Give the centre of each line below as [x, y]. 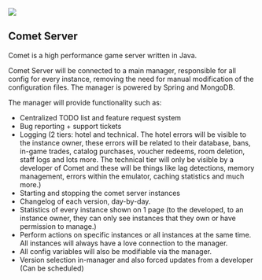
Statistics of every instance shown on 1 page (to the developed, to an [131, 209]
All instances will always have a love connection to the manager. [124, 243]
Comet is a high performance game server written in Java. [103, 55]
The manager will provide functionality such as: [85, 102]
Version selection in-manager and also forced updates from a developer [136, 260]
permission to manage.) [58, 226]
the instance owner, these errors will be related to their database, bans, [135, 142]
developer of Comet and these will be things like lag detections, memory [137, 168]
